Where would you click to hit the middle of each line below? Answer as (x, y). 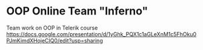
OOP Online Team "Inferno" (77, 11)
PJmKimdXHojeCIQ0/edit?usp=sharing (55, 40)
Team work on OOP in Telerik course (52, 28)
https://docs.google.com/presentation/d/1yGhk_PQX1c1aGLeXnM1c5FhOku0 (101, 34)
